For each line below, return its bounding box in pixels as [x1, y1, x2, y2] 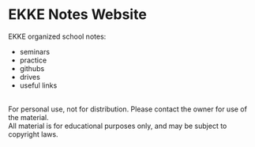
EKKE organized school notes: [8, 32, 107, 41]
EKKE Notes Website [8, 6, 148, 24]
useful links [19, 81, 58, 90]
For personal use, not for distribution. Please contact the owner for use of [8, 104, 247, 114]
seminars [19, 47, 50, 56]
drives [19, 72, 41, 81]
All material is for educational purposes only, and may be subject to [8, 121, 227, 130]
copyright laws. [8, 129, 58, 139]
